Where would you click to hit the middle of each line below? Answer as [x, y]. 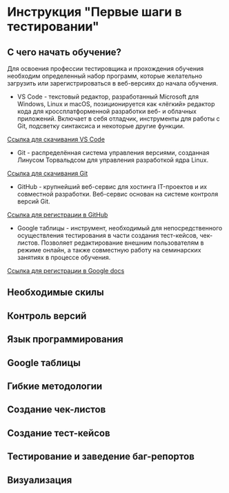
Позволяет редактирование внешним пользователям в [122, 243]
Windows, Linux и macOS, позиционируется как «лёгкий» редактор [116, 104]
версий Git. [33, 201]
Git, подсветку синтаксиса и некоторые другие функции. [101, 126]
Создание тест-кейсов [59, 433]
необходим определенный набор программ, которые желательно [104, 76]
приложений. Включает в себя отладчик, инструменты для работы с [118, 119]
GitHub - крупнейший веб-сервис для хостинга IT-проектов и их [112, 187]
